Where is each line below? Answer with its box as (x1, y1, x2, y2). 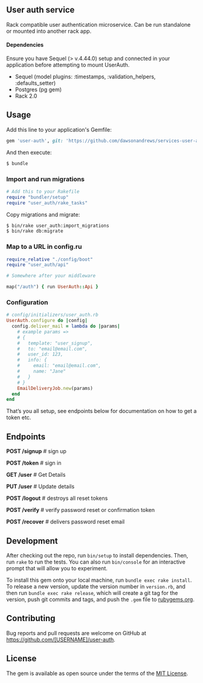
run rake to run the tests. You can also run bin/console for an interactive (6, 558, 185, 565)
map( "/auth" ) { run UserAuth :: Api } (6, 284, 98, 290)
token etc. (6, 414, 31, 421)
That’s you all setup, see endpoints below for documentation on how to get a (6, 408, 197, 415)
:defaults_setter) (14, 79, 56, 87)
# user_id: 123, (17, 351, 63, 357)
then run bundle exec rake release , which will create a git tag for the (6, 589, 178, 596)
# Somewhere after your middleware (6, 273, 96, 279)
